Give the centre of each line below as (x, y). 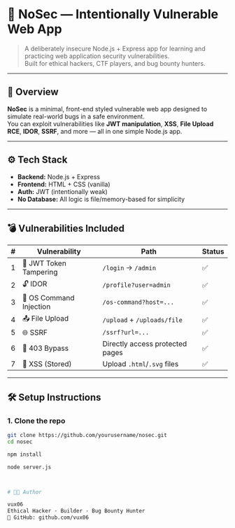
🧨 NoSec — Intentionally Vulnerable (113, 14)
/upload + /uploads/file (143, 319)
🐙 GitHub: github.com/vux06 (48, 517)
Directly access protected (145, 344)
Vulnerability (59, 251)
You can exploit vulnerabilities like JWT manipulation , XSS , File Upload (111, 124)
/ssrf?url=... (126, 333)
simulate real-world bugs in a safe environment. (76, 116)
